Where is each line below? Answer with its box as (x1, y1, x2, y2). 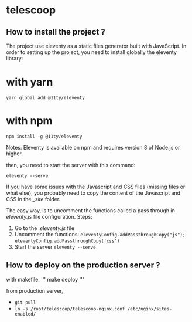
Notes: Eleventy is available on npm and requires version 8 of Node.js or (6, 144, 180, 151)
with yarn (6, 76, 53, 89)
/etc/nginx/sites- (127, 306, 173, 311)
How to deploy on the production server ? (6, 260, 160, 270)
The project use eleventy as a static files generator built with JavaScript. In (6, 42, 187, 49)
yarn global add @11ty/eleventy (6, 94, 85, 100)
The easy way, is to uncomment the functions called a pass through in (6, 206, 176, 214)
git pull (14, 300, 36, 306)
